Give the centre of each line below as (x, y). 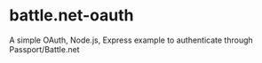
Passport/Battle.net (44, 49)
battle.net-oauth (71, 16)
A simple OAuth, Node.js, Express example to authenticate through (131, 40)
